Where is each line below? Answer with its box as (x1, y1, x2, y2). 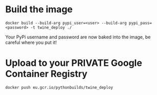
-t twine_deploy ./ (30, 25, 72, 30)
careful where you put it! (5, 39, 57, 45)
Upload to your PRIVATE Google (5, 57, 142, 69)
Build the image (5, 4, 73, 15)
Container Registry (5, 68, 88, 80)
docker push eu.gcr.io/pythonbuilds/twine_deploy (5, 85, 114, 90)
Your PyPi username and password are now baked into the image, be (5, 34, 151, 40)
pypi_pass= (128, 20, 152, 26)
